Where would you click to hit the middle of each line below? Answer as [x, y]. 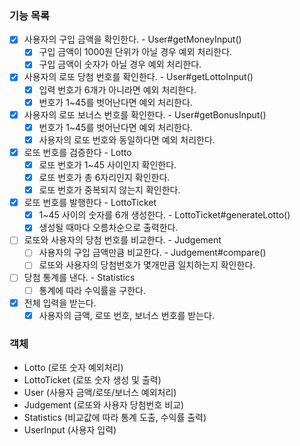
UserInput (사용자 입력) [70, 430]
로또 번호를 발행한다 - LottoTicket [90, 203]
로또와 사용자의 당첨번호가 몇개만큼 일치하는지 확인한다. [147, 265]
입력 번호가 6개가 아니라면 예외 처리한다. [117, 89]
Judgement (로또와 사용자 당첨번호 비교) [104, 405]
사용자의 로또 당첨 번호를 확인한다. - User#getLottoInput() [138, 77]
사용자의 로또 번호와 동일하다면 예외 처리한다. [127, 139]
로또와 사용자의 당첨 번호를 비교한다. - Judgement [122, 240]
